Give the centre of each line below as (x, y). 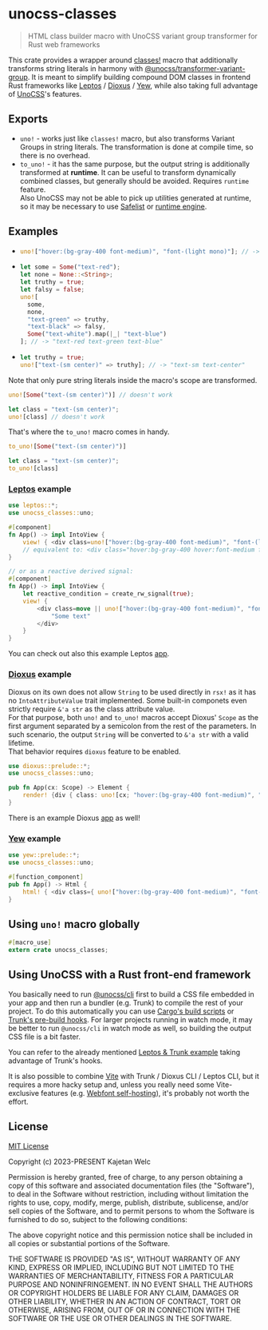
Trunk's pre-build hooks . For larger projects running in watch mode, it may (130, 1019)
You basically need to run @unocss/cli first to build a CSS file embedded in (131, 994)
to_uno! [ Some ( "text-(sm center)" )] (67, 447)
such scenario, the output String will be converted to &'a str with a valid (128, 734)
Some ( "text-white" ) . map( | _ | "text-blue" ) (97, 334)
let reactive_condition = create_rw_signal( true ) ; (108, 594)
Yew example (35, 838)
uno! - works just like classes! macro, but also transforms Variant (127, 138)
